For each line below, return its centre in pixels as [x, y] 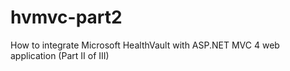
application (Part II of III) [60, 55]
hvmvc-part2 [66, 17]
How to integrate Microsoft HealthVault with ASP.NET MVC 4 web [145, 45]
